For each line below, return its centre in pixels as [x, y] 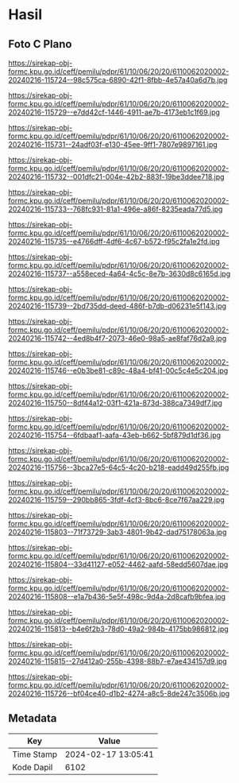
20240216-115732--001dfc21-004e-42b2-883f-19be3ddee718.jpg [116, 177]
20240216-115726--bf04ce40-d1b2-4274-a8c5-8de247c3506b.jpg [119, 694]
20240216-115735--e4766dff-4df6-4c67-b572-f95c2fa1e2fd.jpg [114, 241]
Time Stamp [35, 754]
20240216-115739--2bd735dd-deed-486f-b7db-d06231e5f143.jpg [118, 306]
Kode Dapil [33, 767]
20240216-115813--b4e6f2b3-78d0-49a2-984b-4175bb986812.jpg [118, 629]
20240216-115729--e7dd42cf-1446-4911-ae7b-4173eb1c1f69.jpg [114, 112]
